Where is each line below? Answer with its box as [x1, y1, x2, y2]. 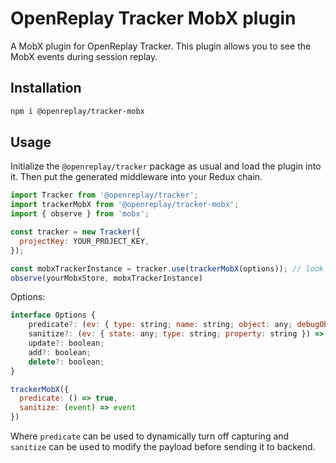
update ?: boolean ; [28, 338, 105, 349]
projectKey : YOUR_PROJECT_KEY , [19, 236, 150, 246]
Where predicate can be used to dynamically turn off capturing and [10, 430, 290, 442]
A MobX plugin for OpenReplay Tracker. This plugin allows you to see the [10, 40, 312, 52]
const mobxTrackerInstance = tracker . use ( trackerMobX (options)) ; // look [10, 263, 325, 274]
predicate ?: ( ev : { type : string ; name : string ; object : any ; [28, 320, 293, 330]
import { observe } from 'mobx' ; [10, 209, 150, 219]
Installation [10, 80, 82, 97]
